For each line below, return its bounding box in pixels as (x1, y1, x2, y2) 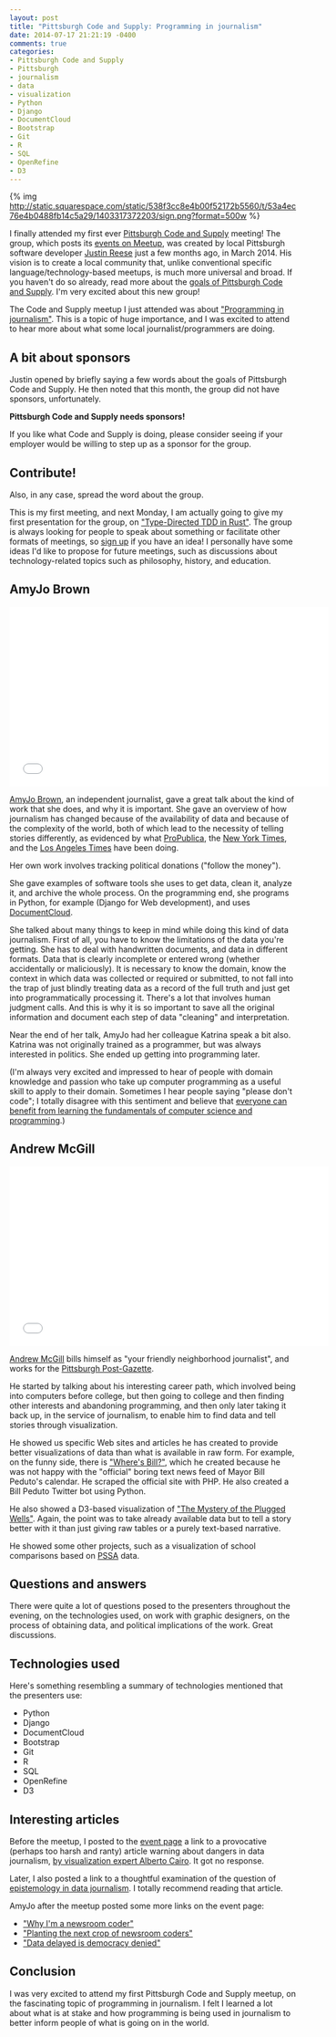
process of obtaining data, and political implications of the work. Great (9, 1620, 273, 1631)
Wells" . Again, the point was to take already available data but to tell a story (9, 1512, 291, 1524)
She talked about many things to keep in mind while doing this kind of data (9, 924, 290, 935)
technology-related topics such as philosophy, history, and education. (9, 556, 271, 566)
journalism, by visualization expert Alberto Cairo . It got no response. (9, 1855, 265, 1866)
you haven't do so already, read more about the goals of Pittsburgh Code (9, 277, 283, 287)
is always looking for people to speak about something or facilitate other (9, 527, 280, 537)
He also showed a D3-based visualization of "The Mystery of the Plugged (9, 1503, 286, 1514)
